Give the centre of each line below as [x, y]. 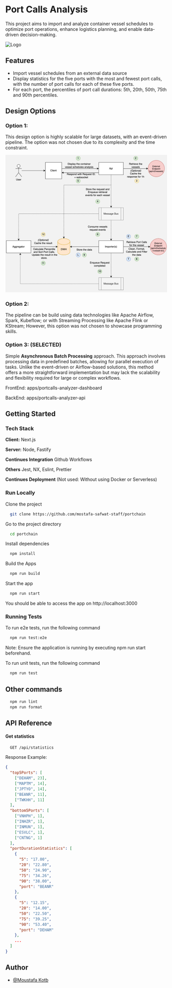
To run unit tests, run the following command [53, 663]
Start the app [19, 584]
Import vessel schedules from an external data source [70, 73]
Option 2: [17, 304]
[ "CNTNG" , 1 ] [28, 838]
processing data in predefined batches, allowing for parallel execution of [82, 361]
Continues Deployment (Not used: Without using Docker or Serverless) [81, 479]
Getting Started [31, 414]
